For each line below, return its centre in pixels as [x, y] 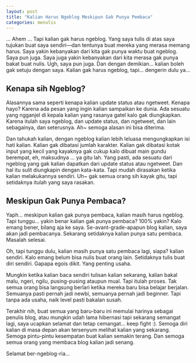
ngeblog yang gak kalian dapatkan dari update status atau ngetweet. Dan [94, 164]
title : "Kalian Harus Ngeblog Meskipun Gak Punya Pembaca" [80, 17]
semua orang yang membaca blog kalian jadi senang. [70, 342]
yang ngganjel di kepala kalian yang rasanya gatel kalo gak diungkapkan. [94, 115]
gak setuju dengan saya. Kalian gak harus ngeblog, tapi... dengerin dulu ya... [98, 70]
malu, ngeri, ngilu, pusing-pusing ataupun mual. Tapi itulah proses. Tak [92, 281]
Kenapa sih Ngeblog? [46, 88]
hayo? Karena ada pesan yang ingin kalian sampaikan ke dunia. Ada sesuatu [98, 109]
